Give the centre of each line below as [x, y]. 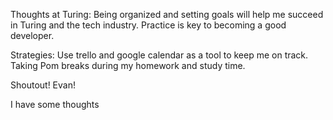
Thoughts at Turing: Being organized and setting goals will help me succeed [167, 14]
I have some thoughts [55, 104]
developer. [32, 35]
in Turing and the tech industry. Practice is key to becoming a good [148, 25]
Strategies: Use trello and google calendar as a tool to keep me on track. [159, 55]
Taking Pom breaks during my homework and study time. [128, 65]
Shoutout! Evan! [43, 85]
